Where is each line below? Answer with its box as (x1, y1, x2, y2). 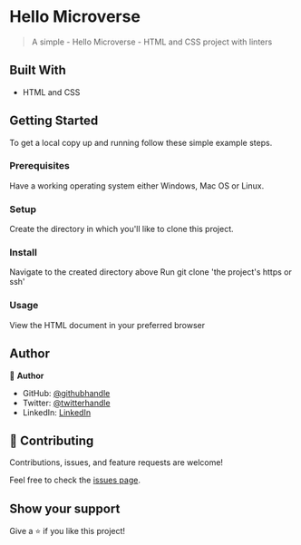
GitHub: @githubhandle (22, 387, 111, 398)
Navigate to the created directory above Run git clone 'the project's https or (9, 267, 293, 277)
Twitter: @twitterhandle (22, 397, 111, 408)
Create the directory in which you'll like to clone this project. (9, 224, 234, 235)
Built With (9, 63, 66, 78)
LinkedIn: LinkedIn (22, 406, 92, 418)
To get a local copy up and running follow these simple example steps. (9, 137, 273, 148)
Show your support (9, 501, 121, 516)
